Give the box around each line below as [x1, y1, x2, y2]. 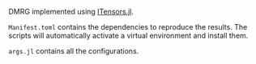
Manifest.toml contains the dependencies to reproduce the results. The [8, 22, 248, 31]
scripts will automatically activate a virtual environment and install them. [8, 31, 249, 40]
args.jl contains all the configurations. [8, 46, 139, 55]
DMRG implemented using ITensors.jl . [8, 7, 134, 16]
